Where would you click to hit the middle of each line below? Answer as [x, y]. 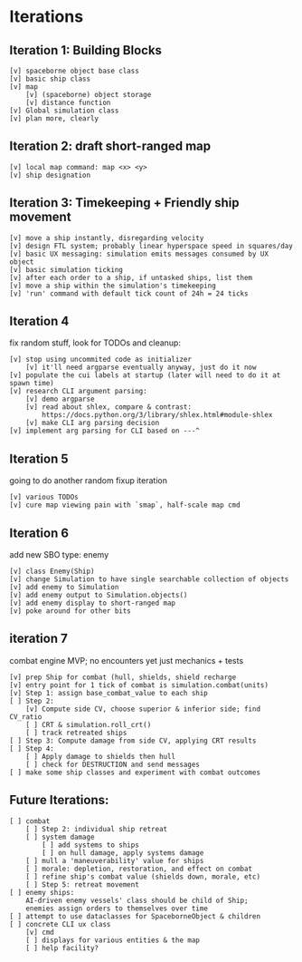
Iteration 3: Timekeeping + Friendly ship [124, 203]
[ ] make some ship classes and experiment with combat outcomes [135, 773]
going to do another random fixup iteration [88, 481]
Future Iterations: [59, 800]
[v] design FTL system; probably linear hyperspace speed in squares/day [151, 246]
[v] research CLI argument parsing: [78, 392]
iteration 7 [38, 639]
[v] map [24, 87]
